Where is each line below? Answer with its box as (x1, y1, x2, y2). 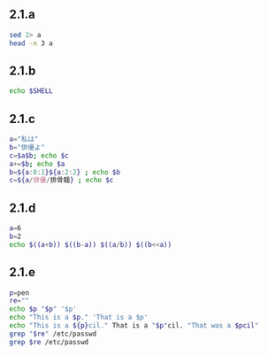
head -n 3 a (9, 39, 53, 48)
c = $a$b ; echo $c (9, 150, 69, 160)
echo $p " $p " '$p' (9, 305, 77, 313)
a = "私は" (9, 135, 39, 144)
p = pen (9, 288, 29, 297)
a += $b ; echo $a (9, 159, 65, 168)
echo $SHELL (9, 87, 53, 96)
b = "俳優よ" (9, 143, 46, 151)
